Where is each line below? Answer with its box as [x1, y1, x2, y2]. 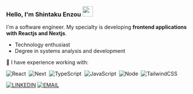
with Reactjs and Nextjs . [6, 30, 67, 37]
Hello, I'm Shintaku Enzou [6, 10, 81, 18]
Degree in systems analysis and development [14, 48, 126, 55]
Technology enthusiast [14, 41, 71, 48]
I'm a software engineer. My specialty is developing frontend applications [6, 23, 187, 31]
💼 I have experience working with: [6, 59, 89, 66]
